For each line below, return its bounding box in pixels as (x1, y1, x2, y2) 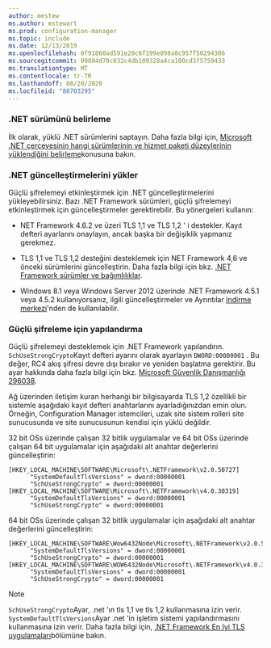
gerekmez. (19, 238, 56, 247)
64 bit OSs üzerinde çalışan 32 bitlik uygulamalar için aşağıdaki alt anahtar (8, 515, 256, 525)
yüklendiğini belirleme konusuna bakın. (8, 149, 136, 158)
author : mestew (8, 11, 60, 20)
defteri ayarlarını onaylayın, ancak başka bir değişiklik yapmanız (19, 229, 232, 238)
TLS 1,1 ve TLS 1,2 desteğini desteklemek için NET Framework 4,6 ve (19, 253, 248, 263)
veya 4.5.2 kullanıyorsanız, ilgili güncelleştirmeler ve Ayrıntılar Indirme (19, 294, 252, 304)
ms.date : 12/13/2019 (8, 42, 78, 50)
